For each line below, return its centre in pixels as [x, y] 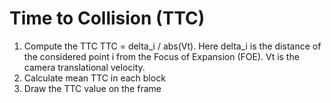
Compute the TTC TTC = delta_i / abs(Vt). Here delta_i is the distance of [172, 46]
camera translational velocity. [84, 67]
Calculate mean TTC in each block [94, 78]
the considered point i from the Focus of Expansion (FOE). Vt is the [161, 56]
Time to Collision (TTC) [107, 18]
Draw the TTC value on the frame [92, 88]
